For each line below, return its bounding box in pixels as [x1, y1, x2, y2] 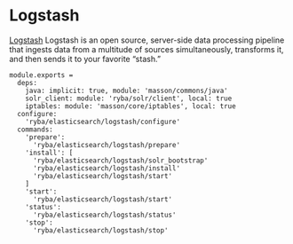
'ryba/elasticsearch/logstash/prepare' [32, 140, 180, 149]
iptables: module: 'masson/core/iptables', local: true [25, 101, 237, 111]
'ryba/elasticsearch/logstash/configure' [25, 117, 180, 126]
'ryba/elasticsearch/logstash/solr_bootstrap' [32, 156, 209, 165]
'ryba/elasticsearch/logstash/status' [32, 210, 177, 219]
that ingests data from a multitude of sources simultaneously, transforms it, [9, 43, 284, 54]
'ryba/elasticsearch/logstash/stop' [32, 225, 169, 235]
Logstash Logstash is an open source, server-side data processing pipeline [9, 35, 285, 45]
